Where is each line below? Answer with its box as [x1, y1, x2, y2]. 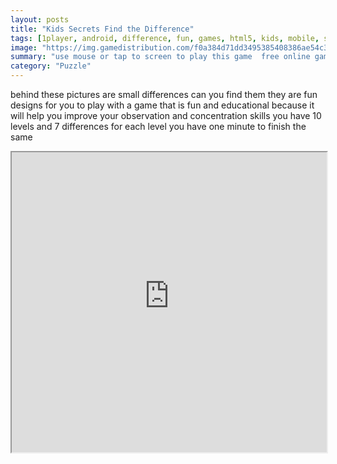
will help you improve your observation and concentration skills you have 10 [10, 110, 322, 121]
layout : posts [10, 14, 70, 25]
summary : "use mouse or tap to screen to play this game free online [10, 52, 311, 62]
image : [10, 42, 38, 53]
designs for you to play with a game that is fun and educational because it [10, 99, 315, 111]
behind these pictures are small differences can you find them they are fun [10, 89, 318, 100]
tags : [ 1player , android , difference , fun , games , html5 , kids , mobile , [10, 33, 320, 43]
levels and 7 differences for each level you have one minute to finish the [10, 121, 307, 132]
